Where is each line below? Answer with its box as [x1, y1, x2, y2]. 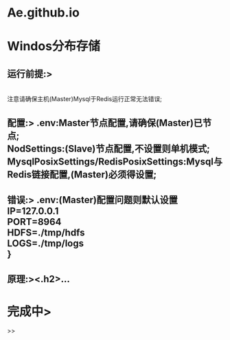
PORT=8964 [7, 215, 62, 228]
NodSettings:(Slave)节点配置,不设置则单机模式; [7, 142, 211, 154]
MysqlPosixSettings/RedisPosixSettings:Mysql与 [7, 156, 223, 167]
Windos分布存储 [7, 39, 101, 54]
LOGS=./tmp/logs [7, 237, 84, 249]
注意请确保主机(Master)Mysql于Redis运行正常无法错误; [7, 95, 163, 103]
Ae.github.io [7, 5, 80, 21]
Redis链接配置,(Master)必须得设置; [7, 169, 157, 180]
